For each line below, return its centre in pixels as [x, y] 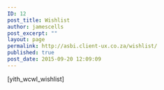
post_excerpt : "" [32, 33]
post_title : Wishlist [39, 20]
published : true [31, 53]
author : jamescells [36, 27]
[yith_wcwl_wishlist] [36, 79]
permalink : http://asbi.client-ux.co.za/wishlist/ [82, 46]
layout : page [26, 40]
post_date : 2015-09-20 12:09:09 [54, 59]
